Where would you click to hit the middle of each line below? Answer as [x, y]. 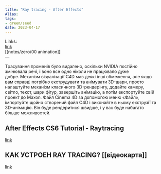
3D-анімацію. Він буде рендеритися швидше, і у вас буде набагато [75, 108]
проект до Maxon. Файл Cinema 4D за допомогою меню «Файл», [72, 97]
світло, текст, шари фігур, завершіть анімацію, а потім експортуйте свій [80, 92]
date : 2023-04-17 [23, 28]
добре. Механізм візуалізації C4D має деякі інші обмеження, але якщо [79, 77]
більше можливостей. [28, 113]
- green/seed [18, 23]
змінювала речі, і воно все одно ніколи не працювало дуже [67, 71]
